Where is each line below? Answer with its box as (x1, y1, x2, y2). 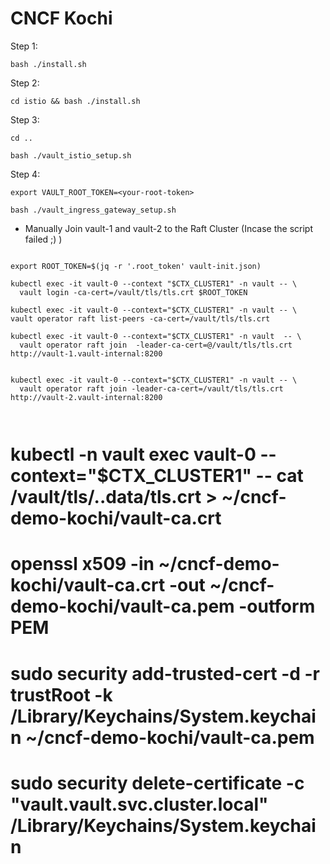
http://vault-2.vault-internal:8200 (10, 392, 163, 402)
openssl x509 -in (10, 553, 155, 576)
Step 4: (10, 168, 41, 180)
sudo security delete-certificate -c (10, 772, 305, 794)
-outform (238, 595, 316, 618)
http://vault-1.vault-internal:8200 (10, 348, 163, 359)
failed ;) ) (24, 233, 63, 245)
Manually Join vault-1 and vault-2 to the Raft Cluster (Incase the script (24, 222, 313, 234)
